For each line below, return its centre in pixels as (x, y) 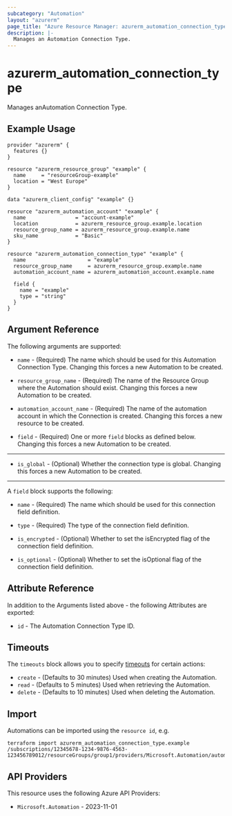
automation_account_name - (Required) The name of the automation (112, 408)
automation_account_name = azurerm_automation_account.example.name (114, 272)
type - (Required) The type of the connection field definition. (103, 525)
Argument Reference (53, 330)
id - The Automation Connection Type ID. (76, 626)
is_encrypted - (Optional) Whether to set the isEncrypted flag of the (114, 538)
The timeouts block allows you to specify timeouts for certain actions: (106, 664)
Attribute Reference (51, 588)
